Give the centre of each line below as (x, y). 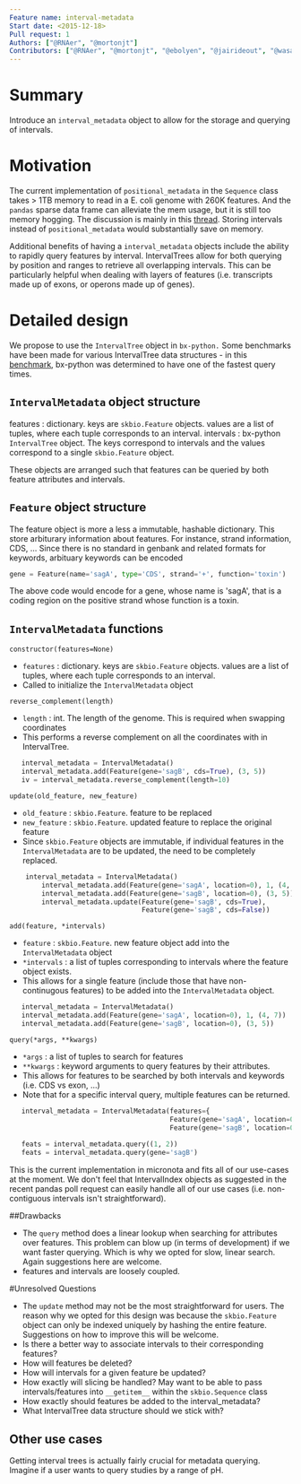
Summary (46, 95)
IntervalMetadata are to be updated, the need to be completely (139, 850)
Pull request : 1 (39, 34)
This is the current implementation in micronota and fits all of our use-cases (149, 1170)
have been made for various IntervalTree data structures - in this (129, 354)
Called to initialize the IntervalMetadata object (107, 685)
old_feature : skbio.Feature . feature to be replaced (117, 812)
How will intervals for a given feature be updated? (114, 1373)
